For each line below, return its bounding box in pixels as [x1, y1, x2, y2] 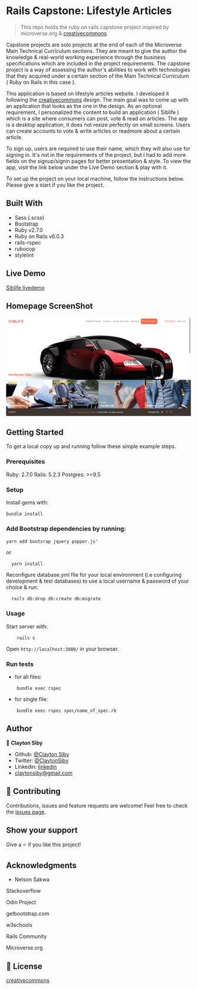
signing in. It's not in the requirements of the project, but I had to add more [6, 151, 186, 158]
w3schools [6, 921, 33, 929]
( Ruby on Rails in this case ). [6, 78, 76, 86]
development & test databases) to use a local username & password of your [6, 577, 189, 585]
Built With [6, 199, 43, 208]
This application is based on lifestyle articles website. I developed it [6, 90, 169, 97]
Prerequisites [6, 458, 45, 466]
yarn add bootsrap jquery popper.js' [6, 539, 98, 544]
